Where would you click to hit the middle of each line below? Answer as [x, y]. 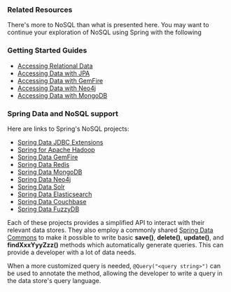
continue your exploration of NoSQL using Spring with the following [104, 32]
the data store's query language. [54, 280]
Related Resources [40, 10]
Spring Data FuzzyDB [48, 209]
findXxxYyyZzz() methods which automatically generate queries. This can [115, 244]
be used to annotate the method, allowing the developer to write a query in [115, 273]
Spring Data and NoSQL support [63, 113]
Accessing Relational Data [55, 66]
